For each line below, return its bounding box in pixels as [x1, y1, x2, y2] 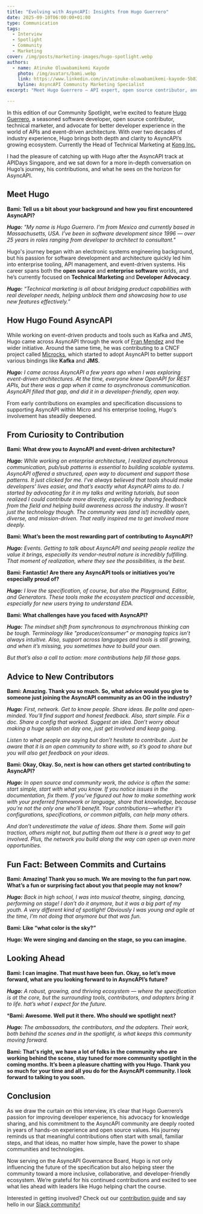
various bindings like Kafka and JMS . [7, 356, 100, 364]
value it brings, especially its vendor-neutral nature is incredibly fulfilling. [7, 551, 189, 558]
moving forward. [7, 1036, 48, 1044]
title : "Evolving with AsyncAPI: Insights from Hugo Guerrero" [7, 8, 169, 15]
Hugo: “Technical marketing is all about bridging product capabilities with [7, 285, 192, 292]
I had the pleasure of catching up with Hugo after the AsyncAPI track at [7, 152, 184, 160]
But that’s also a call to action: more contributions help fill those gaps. [7, 654, 181, 661]
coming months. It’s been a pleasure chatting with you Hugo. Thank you [7, 1060, 190, 1068]
